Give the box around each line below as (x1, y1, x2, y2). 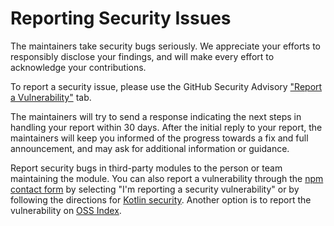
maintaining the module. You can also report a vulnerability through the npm (10, 172, 324, 184)
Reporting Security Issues (10, 7, 232, 30)
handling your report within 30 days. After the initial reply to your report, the (10, 121, 323, 133)
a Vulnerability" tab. (10, 91, 92, 103)
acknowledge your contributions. (10, 61, 147, 73)
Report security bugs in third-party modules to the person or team (10, 162, 283, 174)
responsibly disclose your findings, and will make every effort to (10, 50, 275, 62)
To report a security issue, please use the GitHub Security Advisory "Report (10, 80, 323, 92)
